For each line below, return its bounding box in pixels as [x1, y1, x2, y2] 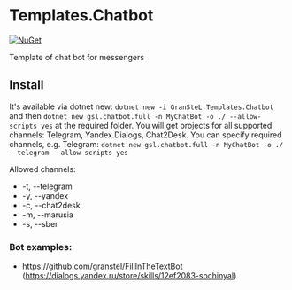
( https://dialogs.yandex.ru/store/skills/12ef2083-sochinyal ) [21, 270, 237, 281]
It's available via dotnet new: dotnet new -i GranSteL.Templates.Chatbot [9, 101, 274, 112]
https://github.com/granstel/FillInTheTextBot [21, 261, 183, 271]
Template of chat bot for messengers [9, 51, 144, 62]
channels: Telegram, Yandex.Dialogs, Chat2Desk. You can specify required [9, 129, 282, 140]
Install [9, 77, 44, 93]
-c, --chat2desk [21, 200, 81, 210]
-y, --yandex [21, 190, 69, 200]
